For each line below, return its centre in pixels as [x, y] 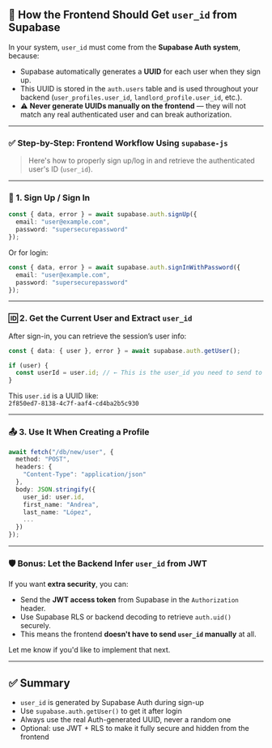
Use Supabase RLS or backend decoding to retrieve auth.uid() [126, 617]
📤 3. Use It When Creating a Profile [79, 432]
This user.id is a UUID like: [53, 396]
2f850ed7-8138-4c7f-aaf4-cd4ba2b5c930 [74, 404]
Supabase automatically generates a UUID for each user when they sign [140, 71]
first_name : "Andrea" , [61, 504]
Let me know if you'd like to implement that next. [89, 650]
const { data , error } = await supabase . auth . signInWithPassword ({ [125, 267]
